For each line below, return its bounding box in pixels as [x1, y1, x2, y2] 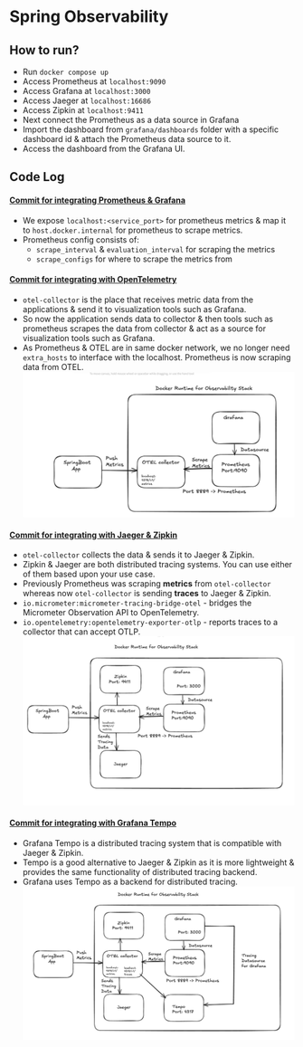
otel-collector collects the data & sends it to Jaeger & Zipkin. [22, 549, 255, 560]
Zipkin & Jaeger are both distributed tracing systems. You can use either [22, 559, 292, 570]
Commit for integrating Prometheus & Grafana [9, 195, 186, 205]
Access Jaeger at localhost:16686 [22, 95, 152, 106]
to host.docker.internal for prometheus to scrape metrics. [22, 224, 243, 235]
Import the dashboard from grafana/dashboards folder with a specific [22, 124, 279, 135]
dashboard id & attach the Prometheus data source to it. [22, 134, 232, 144]
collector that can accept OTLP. [22, 626, 141, 637]
